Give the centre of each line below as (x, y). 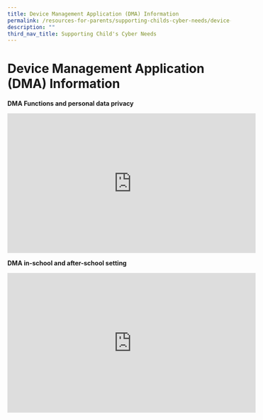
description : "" (31, 27)
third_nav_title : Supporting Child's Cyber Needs (82, 34)
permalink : (23, 21)
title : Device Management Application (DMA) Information (93, 14)
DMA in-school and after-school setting (67, 263)
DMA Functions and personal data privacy (71, 104)
